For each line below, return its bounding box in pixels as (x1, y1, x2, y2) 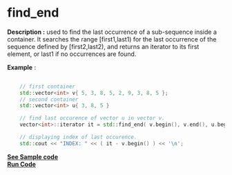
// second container (19, 95, 79, 103)
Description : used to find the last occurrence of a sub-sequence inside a (7, 28, 217, 36)
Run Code (7, 160, 37, 168)
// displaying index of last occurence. (19, 133, 137, 141)
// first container (19, 83, 76, 90)
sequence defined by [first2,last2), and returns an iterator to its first (7, 42, 200, 50)
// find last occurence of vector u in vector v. (19, 115, 166, 122)
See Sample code (7, 152, 59, 160)
